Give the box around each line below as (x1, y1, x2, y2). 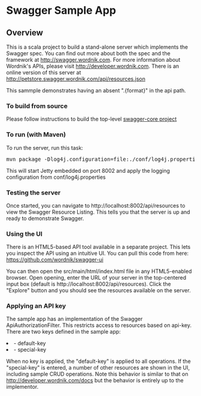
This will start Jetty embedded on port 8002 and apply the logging (6, 167, 170, 174)
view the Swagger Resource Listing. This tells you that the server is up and (6, 208, 190, 215)
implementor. (6, 383, 39, 391)
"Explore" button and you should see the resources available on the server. (6, 287, 191, 294)
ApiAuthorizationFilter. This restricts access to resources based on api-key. (6, 322, 192, 329)
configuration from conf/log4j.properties (6, 173, 106, 181)
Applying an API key (6, 302, 66, 310)
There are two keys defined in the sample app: (6, 328, 121, 335)
